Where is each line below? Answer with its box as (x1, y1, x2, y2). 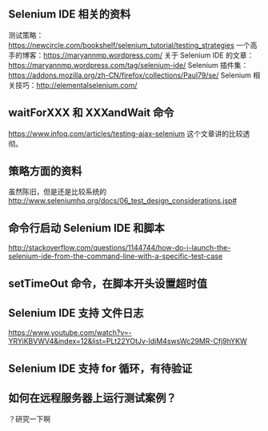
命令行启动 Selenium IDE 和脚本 (8, 221, 166, 234)
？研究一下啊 (8, 414, 50, 424)
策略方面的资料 (8, 165, 82, 178)
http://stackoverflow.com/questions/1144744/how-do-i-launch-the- (8, 243, 231, 253)
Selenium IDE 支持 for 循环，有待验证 (8, 361, 193, 375)
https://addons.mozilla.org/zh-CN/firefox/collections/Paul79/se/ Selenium (8, 70, 252, 80)
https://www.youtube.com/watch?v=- (8, 328, 132, 337)
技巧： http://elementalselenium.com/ (14, 80, 138, 90)
